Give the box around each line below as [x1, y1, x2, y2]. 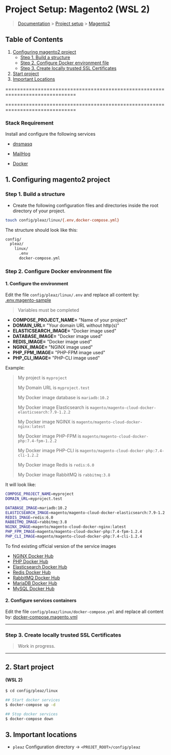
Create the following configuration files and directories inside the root [12, 202, 159, 208]
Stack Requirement [5, 119, 54, 126]
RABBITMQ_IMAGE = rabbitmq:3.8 [5, 520, 67, 525]
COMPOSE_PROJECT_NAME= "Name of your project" [12, 317, 128, 323]
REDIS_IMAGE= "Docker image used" [12, 338, 93, 345]
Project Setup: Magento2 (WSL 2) [5, 4, 150, 15]
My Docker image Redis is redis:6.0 [17, 462, 95, 468]
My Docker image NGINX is [17, 419, 75, 425]
